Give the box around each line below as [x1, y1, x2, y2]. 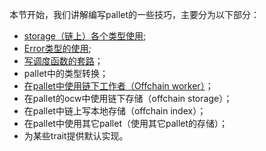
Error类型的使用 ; [23, 43, 92, 54]
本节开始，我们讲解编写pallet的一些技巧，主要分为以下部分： [9, 9, 261, 20]
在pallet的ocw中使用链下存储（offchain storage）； [23, 93, 233, 104]
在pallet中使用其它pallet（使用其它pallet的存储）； [23, 118, 229, 129]
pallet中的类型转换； [23, 68, 109, 79]
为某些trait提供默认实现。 [23, 130, 129, 142]
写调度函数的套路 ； [23, 55, 104, 67]
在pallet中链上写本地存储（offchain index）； [23, 105, 207, 117]
